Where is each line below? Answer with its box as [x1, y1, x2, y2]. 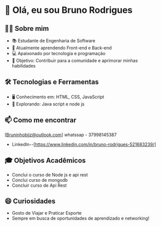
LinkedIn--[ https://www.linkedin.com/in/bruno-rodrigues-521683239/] [11, 141, 157, 147]
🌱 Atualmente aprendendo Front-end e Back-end [11, 45, 112, 51]
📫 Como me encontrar [4, 116, 77, 125]
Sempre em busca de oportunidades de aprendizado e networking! [11, 216, 150, 222]
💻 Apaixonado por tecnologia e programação [11, 51, 105, 56]
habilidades [11, 63, 36, 69]
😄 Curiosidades [4, 197, 56, 205]
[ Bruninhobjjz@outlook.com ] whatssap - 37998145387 [4, 132, 117, 138]
